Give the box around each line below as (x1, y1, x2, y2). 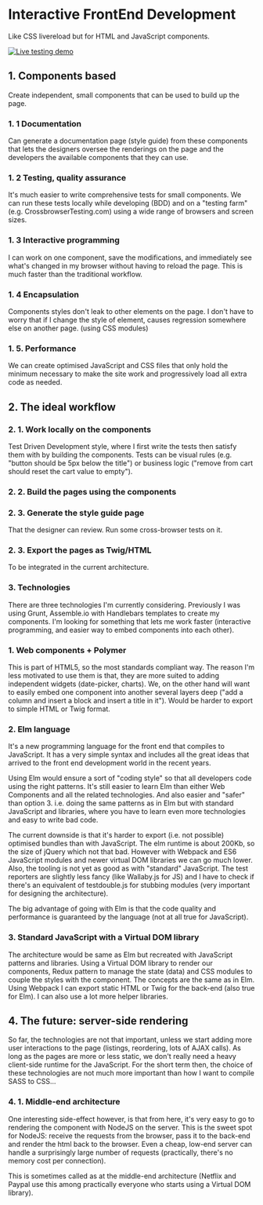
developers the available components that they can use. (8, 153, 189, 162)
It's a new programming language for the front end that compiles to (8, 742, 225, 751)
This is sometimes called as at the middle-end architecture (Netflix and (8, 1171, 236, 1181)
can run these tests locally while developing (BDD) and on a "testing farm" (8, 199, 248, 208)
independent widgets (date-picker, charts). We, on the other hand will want (8, 679, 250, 688)
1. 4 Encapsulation (8, 289, 80, 300)
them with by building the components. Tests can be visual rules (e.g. (8, 450, 232, 459)
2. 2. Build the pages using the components (8, 486, 177, 497)
